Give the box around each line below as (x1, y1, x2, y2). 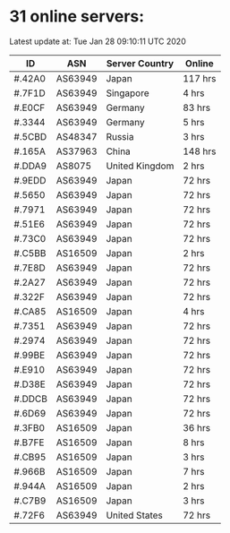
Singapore (106, 87, 149, 99)
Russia (106, 130, 134, 142)
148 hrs (183, 145, 217, 158)
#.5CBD (13, 130, 47, 142)
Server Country (106, 56, 175, 69)
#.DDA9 (13, 159, 47, 172)
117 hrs (183, 72, 217, 84)
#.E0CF (13, 101, 46, 114)
